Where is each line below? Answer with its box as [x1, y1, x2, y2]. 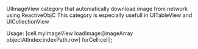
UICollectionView [6, 18, 50, 25]
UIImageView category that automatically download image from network [6, 5, 188, 12]
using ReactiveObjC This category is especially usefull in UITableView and [6, 11, 193, 19]
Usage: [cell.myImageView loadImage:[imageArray [6, 30, 133, 37]
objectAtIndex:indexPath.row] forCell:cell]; [6, 36, 113, 43]
